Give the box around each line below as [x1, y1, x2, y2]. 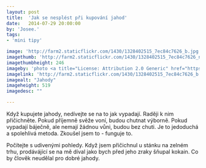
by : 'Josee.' [6, 26, 40, 32]
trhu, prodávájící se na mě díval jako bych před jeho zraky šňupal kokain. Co [6, 148, 199, 155]
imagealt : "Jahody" [6, 77, 56, 83]
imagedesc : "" [6, 88, 43, 95]
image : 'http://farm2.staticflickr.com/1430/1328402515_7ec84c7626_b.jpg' [6, 48, 202, 55]
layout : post [6, 9, 40, 15]
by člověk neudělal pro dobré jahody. [6, 155, 100, 162]
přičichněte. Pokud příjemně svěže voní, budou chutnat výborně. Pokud [6, 117, 188, 124]
